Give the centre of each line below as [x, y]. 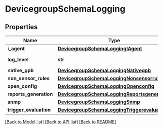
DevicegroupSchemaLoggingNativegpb [104, 70]
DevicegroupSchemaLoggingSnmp [99, 102]
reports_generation [30, 94]
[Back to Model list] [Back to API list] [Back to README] [61, 122]
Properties [21, 27]
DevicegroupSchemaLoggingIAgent [100, 48]
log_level [18, 59]
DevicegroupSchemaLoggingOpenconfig [106, 86]
